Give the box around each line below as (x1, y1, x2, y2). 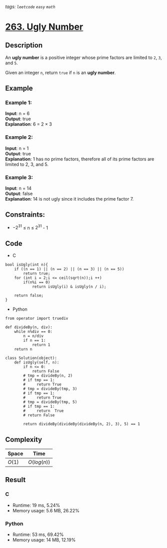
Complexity (5, 435, 43, 444)
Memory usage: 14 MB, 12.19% (12, 536, 76, 542)
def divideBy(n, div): (5, 325, 53, 330)
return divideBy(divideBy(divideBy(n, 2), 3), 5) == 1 (23, 422, 140, 427)
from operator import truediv (5, 316, 69, 321)
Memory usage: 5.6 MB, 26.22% (12, 507, 80, 513)
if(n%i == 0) (23, 280, 51, 285)
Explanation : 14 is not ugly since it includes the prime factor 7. (5, 196, 134, 202)
